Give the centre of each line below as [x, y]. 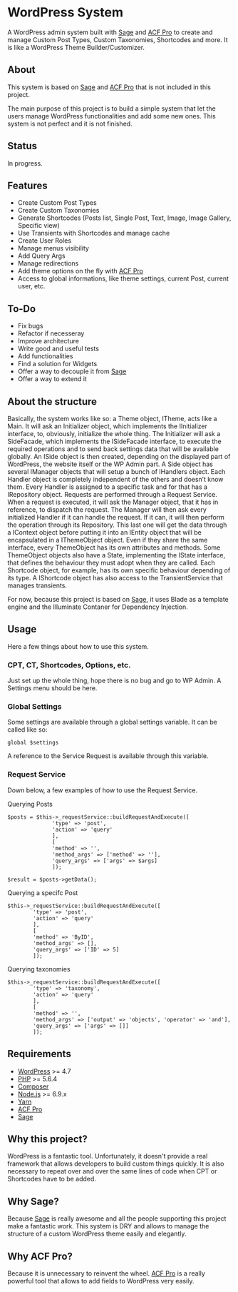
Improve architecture [48, 341]
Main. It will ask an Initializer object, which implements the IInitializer [108, 426]
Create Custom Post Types [57, 203]
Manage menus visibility [53, 248]
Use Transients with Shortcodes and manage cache [94, 233]
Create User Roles [45, 241]
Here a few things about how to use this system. [78, 646]
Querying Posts [30, 804]
